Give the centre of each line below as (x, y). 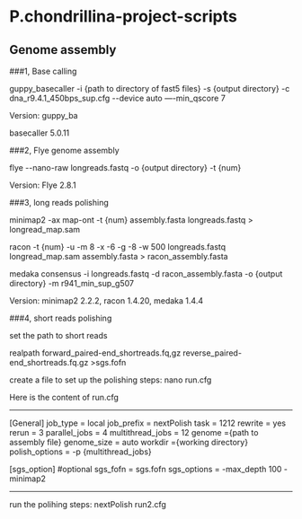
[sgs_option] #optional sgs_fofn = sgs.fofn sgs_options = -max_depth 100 (146, 469)
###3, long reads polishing (59, 202)
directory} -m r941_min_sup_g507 (72, 283)
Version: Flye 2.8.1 (43, 185)
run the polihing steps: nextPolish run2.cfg (88, 504)
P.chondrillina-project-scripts (124, 17)
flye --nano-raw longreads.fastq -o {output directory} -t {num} (125, 167)
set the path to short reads (58, 335)
